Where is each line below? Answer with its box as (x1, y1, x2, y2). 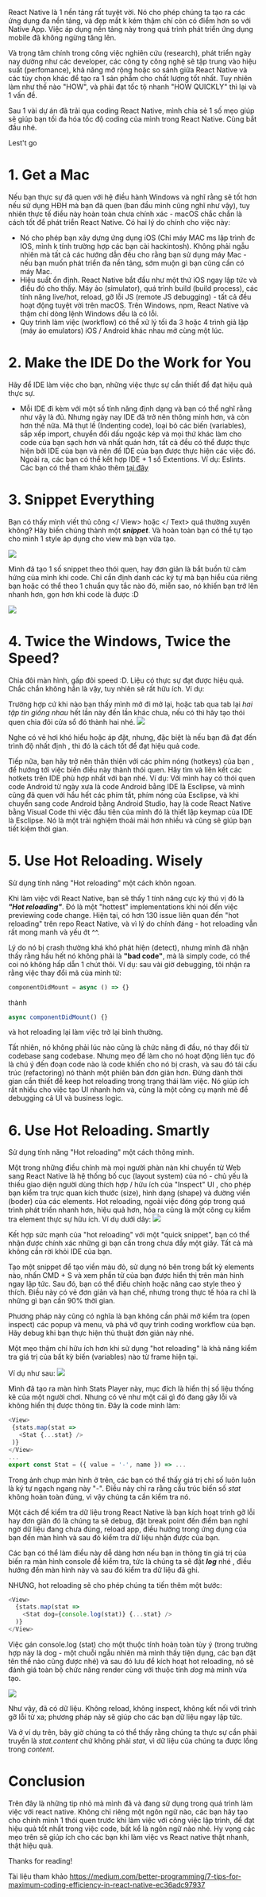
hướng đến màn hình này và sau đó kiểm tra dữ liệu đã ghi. (8, 1565, 200, 1574)
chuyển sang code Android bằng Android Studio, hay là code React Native (8, 799, 252, 808)
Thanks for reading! (8, 1856, 73, 1865)
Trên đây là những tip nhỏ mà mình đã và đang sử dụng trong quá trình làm (8, 1798, 253, 1808)
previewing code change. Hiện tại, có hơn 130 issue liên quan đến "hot (8, 910, 240, 919)
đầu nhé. (8, 123, 37, 132)
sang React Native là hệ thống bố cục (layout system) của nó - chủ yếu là (8, 1171, 249, 1181)
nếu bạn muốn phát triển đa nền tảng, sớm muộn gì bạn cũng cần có (19, 258, 245, 268)
